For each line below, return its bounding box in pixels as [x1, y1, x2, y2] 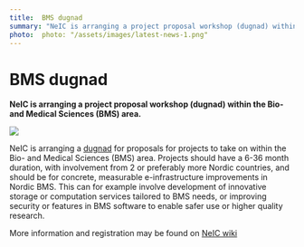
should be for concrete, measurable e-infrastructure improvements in [9, 172, 269, 183]
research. [9, 210, 45, 222]
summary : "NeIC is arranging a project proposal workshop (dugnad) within [9, 22, 298, 31]
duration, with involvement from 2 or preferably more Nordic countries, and [9, 162, 290, 173]
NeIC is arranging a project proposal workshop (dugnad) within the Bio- [9, 99, 284, 109]
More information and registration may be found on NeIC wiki [9, 228, 238, 239]
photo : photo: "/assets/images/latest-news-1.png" [9, 30, 208, 39]
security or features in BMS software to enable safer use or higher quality [9, 201, 283, 212]
